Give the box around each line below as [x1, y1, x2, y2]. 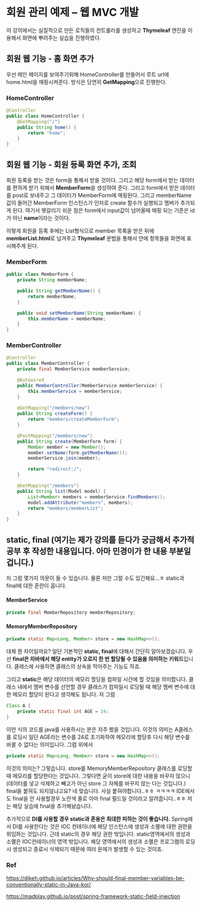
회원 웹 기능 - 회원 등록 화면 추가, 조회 [6, 159, 137, 170]
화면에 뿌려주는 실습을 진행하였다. [22, 34, 101, 41]
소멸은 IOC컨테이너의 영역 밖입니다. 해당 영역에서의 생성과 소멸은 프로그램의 [6, 838, 185, 845]
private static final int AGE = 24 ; [17, 708, 110, 715]
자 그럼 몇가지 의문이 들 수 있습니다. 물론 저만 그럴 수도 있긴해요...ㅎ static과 [6, 574, 185, 582]
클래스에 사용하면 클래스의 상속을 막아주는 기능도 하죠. [14, 663, 141, 670]
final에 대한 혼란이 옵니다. [6, 582, 67, 590]
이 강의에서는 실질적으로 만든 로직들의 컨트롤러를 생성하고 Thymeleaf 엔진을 [6, 27, 187, 34]
